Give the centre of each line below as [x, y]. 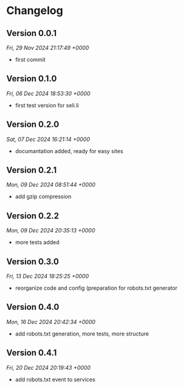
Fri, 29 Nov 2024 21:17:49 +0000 [48, 48]
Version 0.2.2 [33, 216]
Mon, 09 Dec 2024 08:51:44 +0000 [51, 185]
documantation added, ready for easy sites [69, 151]
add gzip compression [43, 196]
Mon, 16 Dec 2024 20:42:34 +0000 [51, 322]
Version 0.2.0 [33, 125]
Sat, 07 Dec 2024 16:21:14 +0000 [48, 139]
